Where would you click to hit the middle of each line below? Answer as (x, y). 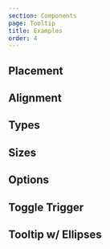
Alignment (35, 98)
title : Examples (35, 31)
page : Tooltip (32, 23)
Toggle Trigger (46, 207)
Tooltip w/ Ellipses (55, 234)
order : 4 (23, 38)
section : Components (43, 16)
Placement (36, 70)
